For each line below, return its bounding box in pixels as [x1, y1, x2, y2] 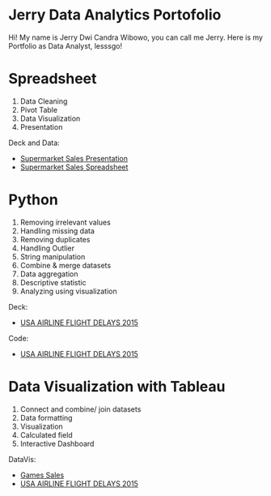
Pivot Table [19, 105, 58, 114]
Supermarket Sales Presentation [19, 153, 128, 163]
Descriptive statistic [19, 277, 87, 287]
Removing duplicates [19, 234, 91, 244]
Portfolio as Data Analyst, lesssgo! [8, 41, 123, 50]
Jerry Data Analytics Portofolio [8, 6, 222, 24]
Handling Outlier [19, 243, 75, 253]
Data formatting [19, 413, 73, 422]
